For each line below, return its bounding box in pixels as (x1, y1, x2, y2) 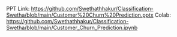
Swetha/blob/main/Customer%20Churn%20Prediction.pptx (6, 11, 154, 18)
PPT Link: (6, 5, 30, 12)
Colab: (155, 11, 171, 18)
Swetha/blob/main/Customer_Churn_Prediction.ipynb (6, 24, 138, 31)
